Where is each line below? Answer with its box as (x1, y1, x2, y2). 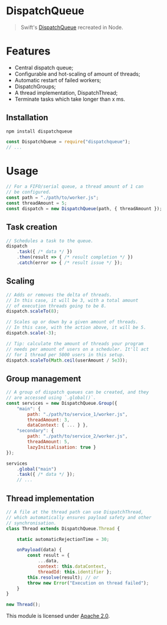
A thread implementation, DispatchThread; (14, 89, 118, 96)
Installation (6, 112, 48, 123)
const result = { (27, 552, 70, 559)
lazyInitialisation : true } (27, 444, 96, 450)
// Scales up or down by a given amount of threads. (6, 319, 139, 325)
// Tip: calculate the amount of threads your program (6, 340, 144, 347)
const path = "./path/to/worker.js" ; (6, 195, 99, 201)
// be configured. (6, 189, 51, 195)
